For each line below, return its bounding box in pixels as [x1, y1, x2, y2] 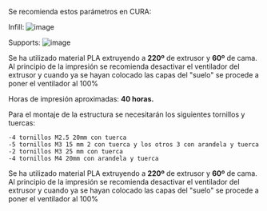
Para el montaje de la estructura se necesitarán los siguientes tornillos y [8, 109, 245, 119]
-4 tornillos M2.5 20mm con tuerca [8, 133, 127, 141]
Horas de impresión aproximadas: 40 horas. [8, 94, 154, 103]
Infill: [8, 22, 25, 31]
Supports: [8, 38, 42, 47]
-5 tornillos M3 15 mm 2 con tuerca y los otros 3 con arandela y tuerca [8, 141, 260, 149]
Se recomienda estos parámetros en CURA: [8, 7, 152, 16]
